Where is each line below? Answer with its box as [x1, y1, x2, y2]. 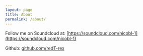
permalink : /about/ [5, 16, 46, 21]
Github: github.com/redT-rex [5, 45, 64, 51]
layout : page [5, 7, 33, 12]
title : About [5, 12, 33, 17]
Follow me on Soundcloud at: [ [5, 30, 68, 36]
